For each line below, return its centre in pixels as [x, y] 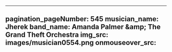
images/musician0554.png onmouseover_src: [81, 43]
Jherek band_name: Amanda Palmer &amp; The [83, 27]
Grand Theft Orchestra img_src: [57, 35]
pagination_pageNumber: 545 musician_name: [82, 19]
